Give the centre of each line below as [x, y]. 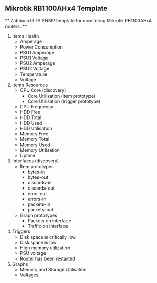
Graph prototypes [38, 215]
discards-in [39, 182]
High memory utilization [45, 248]
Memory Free [34, 134]
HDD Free [30, 112]
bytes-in [36, 172]
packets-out [40, 209]
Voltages [29, 275]
